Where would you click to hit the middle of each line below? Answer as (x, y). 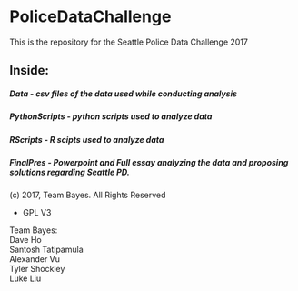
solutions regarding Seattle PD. (70, 172)
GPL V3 (37, 213)
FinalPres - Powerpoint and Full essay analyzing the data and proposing (149, 163)
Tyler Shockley (37, 269)
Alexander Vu (35, 259)
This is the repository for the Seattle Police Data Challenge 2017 (129, 42)
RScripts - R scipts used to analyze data (87, 139)
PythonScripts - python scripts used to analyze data (111, 116)
